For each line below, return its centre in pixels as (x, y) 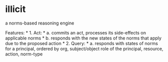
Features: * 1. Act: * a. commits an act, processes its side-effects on (76, 32)
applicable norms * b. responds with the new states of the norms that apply (83, 38)
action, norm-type (24, 54)
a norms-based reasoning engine (40, 23)
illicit (16, 9)
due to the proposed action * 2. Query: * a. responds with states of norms (82, 43)
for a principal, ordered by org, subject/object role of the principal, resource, (84, 48)
